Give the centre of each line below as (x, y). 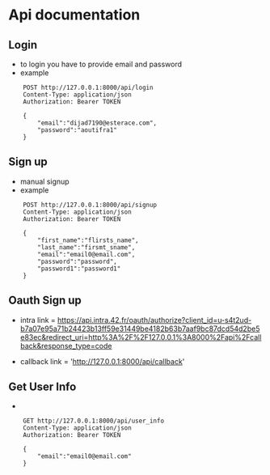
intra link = (38, 320)
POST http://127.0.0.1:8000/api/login (88, 87)
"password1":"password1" (79, 269)
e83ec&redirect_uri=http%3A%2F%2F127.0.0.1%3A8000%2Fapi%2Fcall (141, 337)
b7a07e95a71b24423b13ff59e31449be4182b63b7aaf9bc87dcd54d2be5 (140, 329)
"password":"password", (77, 261)
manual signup (45, 181)
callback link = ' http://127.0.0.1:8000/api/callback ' (102, 361)
